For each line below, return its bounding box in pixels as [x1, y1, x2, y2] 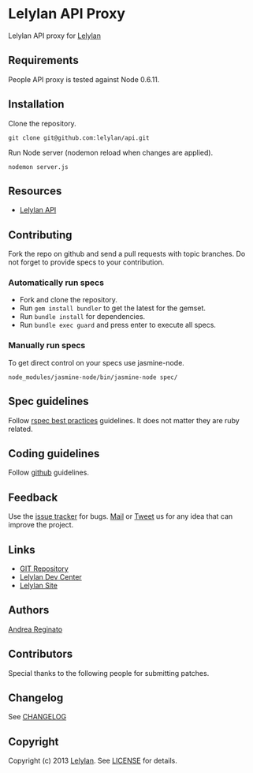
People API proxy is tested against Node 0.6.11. [8, 74, 160, 84]
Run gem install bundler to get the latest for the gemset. [19, 303, 206, 313]
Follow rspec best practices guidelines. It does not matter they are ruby [8, 415, 240, 425]
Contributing [8, 228, 73, 242]
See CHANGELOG [8, 712, 67, 722]
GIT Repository [19, 564, 69, 573]
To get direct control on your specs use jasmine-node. [8, 358, 185, 367]
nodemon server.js [8, 163, 69, 171]
